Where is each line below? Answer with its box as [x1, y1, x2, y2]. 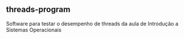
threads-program [6, 5, 71, 15]
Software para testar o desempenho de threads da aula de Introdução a [6, 20, 179, 27]
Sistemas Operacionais [6, 26, 62, 33]
